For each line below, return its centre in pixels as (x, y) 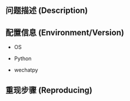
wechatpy (26, 70)
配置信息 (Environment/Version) (65, 32)
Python (23, 58)
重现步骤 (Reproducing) (49, 90)
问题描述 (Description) (47, 11)
